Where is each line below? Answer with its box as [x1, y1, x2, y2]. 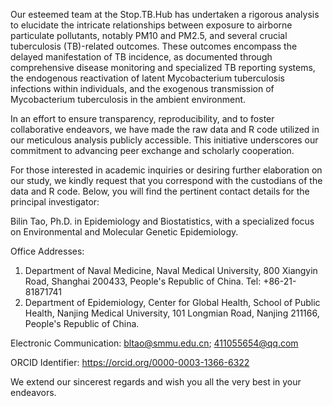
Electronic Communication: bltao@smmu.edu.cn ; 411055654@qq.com [10, 337, 299, 349]
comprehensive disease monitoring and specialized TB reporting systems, [10, 62, 316, 73]
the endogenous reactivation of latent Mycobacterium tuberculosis [10, 72, 285, 84]
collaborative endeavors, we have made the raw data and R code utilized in [10, 124, 320, 135]
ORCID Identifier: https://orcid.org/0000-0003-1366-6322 [10, 357, 250, 368]
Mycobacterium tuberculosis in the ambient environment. [10, 94, 247, 105]
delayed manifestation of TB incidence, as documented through [10, 51, 273, 63]
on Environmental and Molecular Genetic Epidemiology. [10, 226, 239, 238]
